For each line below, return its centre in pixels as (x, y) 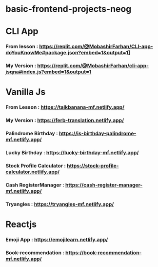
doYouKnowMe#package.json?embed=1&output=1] (68, 53)
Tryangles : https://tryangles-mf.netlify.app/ (60, 204)
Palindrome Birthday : (32, 134)
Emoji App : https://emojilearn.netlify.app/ (57, 239)
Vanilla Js (26, 92)
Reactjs (21, 224)
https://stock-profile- (93, 166)
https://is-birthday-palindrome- (98, 134)
